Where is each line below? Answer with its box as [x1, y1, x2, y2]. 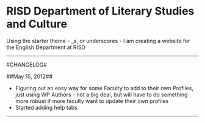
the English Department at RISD [6, 44, 85, 51]
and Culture [6, 17, 68, 31]
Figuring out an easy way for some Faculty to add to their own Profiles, [15, 84, 194, 91]
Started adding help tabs [15, 104, 77, 111]
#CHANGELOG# [6, 61, 48, 68]
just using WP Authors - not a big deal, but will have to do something [15, 91, 188, 98]
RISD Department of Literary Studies [6, 4, 195, 18]
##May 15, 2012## [6, 73, 53, 80]
